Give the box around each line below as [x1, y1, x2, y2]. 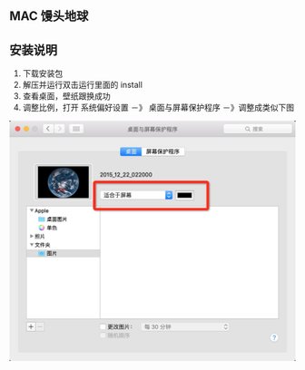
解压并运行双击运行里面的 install [22, 80, 143, 91]
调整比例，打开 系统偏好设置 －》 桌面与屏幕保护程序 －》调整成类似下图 [22, 102, 295, 113]
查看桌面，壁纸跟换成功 [22, 91, 111, 102]
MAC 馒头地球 [9, 8, 89, 24]
